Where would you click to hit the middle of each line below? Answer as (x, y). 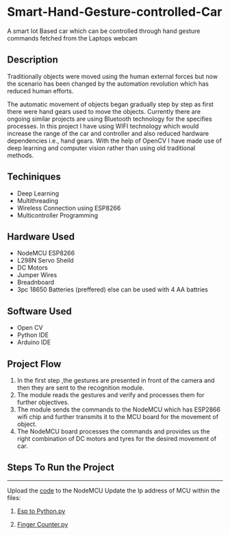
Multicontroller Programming (57, 215)
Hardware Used (41, 236)
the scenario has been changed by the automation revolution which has (108, 84)
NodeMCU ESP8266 (46, 253)
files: (14, 497)
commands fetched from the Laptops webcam (73, 38)
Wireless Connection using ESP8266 (69, 208)
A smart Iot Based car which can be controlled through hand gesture (104, 31)
